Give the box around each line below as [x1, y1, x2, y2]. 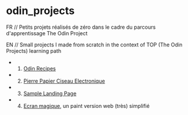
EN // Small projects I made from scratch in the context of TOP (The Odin [6, 41, 183, 48]
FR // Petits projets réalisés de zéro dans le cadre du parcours [6, 23, 156, 31]
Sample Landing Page [23, 90, 77, 97]
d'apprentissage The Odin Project [6, 29, 88, 36]
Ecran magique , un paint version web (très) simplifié [23, 102, 150, 109]
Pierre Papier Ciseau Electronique [23, 77, 105, 84]
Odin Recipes [23, 65, 56, 72]
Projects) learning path [6, 47, 62, 54]
